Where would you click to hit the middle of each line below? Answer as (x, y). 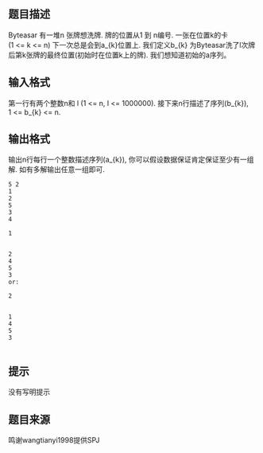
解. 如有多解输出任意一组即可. (57, 170)
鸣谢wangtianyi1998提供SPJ (54, 440)
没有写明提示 (29, 392)
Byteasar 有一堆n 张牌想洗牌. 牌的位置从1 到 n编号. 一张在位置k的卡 (118, 35)
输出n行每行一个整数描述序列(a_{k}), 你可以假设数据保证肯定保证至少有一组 (131, 160)
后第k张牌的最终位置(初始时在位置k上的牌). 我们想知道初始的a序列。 (120, 55)
